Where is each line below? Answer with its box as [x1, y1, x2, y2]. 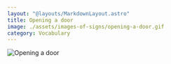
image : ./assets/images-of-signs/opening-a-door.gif [7, 23, 165, 30]
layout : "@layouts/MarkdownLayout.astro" [7, 10, 130, 17]
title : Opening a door [7, 17, 74, 24]
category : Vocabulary [7, 29, 71, 37]
